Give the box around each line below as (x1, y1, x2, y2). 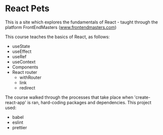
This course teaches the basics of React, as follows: (5, 34, 110, 40)
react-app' (5, 99, 26, 105)
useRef (12, 53, 27, 59)
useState (12, 43, 30, 49)
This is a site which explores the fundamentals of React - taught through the (5, 19, 158, 25)
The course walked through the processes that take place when (5, 94, 133, 100)
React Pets (5, 3, 50, 14)
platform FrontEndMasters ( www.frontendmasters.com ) (5, 24, 117, 30)
